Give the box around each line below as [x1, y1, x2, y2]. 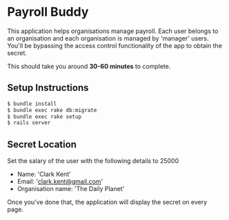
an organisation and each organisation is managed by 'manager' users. [7, 34, 209, 42]
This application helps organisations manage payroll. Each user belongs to [7, 27, 219, 35]
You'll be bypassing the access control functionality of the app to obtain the [7, 41, 223, 49]
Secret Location [7, 138, 77, 150]
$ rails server [7, 120, 51, 126]
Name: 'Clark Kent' [17, 170, 71, 179]
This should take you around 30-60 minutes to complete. [7, 62, 171, 70]
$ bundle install [7, 100, 57, 107]
